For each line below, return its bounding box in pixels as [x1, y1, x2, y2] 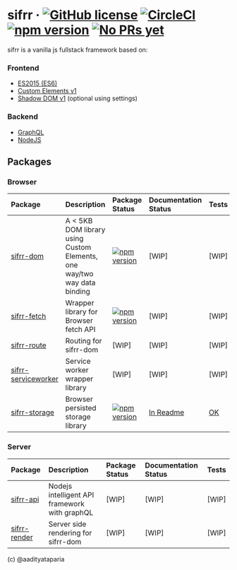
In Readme [149, 408, 185, 417]
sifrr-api [11, 494, 39, 504]
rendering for [48, 528, 92, 538]
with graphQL [48, 507, 94, 517]
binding [65, 287, 90, 297]
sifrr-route [11, 340, 47, 350]
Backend [7, 112, 39, 121]
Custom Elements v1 [17, 87, 77, 95]
